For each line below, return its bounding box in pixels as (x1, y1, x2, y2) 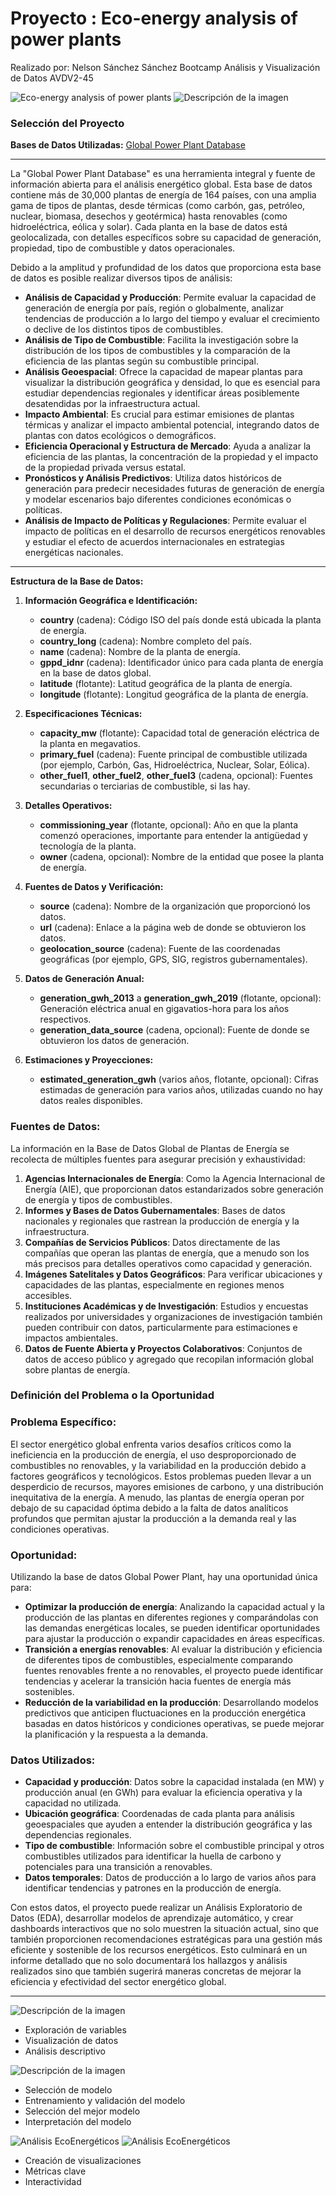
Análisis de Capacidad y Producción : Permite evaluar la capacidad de (24, 292, 317, 304)
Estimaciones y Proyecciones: (24, 1054, 154, 1066)
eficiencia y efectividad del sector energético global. (10, 1976, 227, 1988)
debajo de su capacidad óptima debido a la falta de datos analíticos (10, 1502, 289, 1514)
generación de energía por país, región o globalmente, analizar (24, 302, 285, 314)
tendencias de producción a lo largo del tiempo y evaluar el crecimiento (24, 313, 320, 325)
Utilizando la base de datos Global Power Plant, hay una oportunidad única (10, 1571, 318, 1583)
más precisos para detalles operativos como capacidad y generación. (24, 1257, 313, 1269)
